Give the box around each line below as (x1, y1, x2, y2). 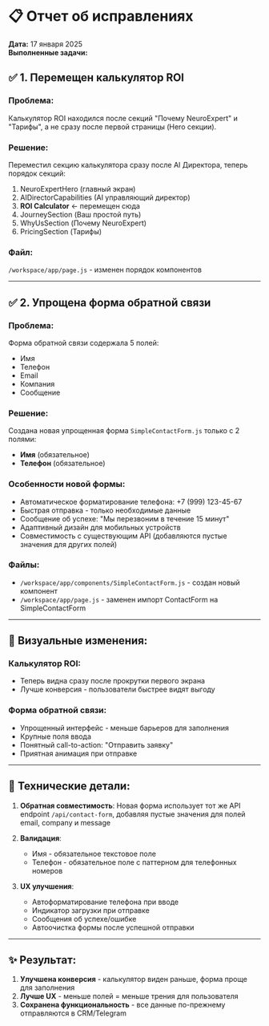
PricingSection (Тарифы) (19, 226, 102, 236)
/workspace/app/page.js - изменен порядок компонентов (8, 265, 203, 274)
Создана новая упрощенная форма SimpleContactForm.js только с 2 (8, 426, 240, 436)
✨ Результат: (8, 953, 77, 967)
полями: (8, 435, 37, 444)
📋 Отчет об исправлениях (8, 7, 194, 26)
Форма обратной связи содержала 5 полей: (8, 338, 159, 347)
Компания (19, 379, 55, 388)
